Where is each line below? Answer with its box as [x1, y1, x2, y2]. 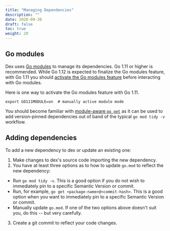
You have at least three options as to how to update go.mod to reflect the [12, 162, 164, 168]
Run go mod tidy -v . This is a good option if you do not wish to [12, 177, 145, 183]
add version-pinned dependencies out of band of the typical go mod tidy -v [5, 113, 165, 119]
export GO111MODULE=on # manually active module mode [5, 99, 124, 104]
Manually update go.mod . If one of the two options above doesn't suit [12, 204, 157, 211]
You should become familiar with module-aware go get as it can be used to [5, 108, 163, 114]
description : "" [5, 12, 40, 17]
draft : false [5, 21, 33, 27]
